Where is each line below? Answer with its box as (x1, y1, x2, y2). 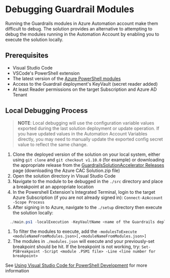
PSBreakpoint (12, 249, 40, 254)
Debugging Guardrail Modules (5, 4, 135, 15)
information (5, 268, 29, 274)
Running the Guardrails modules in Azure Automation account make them (5, 20, 158, 26)
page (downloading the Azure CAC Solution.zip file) (12, 167, 120, 173)
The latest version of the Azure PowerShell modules (12, 75, 121, 82)
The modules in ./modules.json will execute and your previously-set (12, 238, 155, 245)
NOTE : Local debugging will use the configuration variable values (17, 120, 154, 126)
